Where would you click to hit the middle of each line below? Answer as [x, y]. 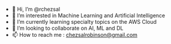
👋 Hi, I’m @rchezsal [36, 9]
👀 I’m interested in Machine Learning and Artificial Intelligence [88, 15]
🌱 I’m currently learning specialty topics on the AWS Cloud [84, 22]
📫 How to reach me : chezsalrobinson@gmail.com [75, 35]
